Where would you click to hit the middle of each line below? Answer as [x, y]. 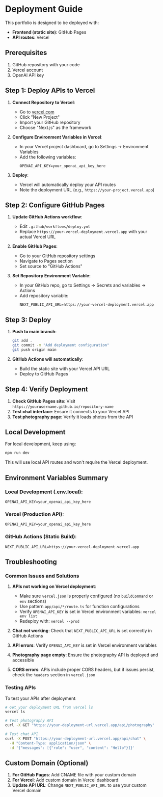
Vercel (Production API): [35, 514]
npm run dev [17, 453]
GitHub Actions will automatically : [48, 359]
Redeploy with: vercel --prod [49, 621]
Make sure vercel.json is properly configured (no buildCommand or [86, 596]
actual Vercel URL [38, 237]
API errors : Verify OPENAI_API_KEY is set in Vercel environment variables [84, 645]
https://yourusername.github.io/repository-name [63, 407]
